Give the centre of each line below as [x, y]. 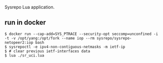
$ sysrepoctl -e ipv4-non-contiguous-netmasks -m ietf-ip [65, 47]
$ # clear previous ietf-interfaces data [47, 51]
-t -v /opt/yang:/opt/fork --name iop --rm [50, 38]
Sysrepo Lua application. [30, 7]
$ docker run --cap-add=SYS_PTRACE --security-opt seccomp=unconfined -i [81, 34]
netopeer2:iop [19, 42]
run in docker [25, 22]
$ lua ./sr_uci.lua [24, 55]
